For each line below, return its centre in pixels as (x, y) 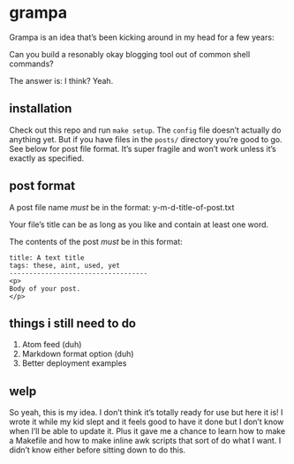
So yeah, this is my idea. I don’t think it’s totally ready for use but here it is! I (146, 413)
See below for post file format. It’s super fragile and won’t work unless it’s (143, 148)
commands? (32, 64)
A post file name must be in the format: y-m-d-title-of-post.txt (122, 207)
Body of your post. (45, 289)
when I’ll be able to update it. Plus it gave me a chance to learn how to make (147, 431)
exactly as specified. (47, 158)
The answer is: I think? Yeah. (61, 80)
